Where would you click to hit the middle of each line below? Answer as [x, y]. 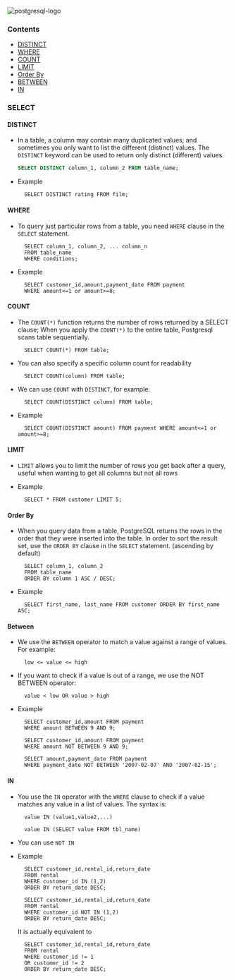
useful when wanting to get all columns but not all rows [98, 473]
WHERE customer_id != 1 [59, 957]
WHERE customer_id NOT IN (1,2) [72, 912]
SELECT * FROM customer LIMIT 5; [73, 500]
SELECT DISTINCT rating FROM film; [76, 195]
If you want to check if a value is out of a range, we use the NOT [111, 676]
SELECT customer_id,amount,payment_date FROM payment [105, 285]
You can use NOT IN [46, 842]
